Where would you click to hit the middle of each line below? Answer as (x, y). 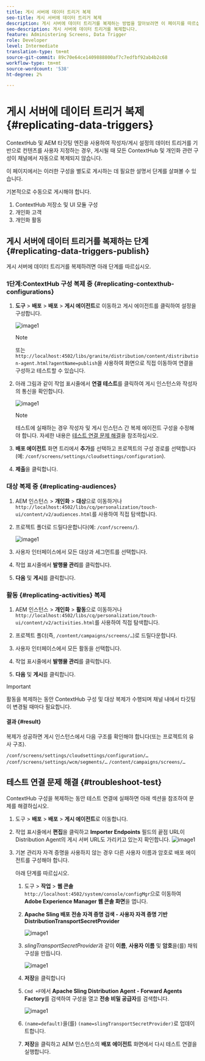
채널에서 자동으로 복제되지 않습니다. (60, 158)
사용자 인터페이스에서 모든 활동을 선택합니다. (68, 648)
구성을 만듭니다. (43, 953)
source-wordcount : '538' (38, 69)
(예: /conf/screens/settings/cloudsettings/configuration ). (90, 456)
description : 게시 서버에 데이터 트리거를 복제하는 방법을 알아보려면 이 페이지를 (95, 23)
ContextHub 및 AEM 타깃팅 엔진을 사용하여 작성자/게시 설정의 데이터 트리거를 (99, 143)
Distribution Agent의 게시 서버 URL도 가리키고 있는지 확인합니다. (93, 839)
